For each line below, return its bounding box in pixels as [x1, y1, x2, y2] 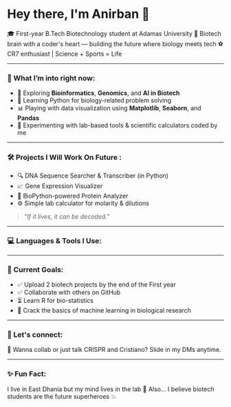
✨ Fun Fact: [7, 369, 47, 379]
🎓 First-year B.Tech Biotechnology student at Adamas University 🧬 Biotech [7, 29, 221, 37]
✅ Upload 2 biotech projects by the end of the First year [16, 280, 177, 289]
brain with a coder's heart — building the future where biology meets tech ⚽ [7, 39, 223, 48]
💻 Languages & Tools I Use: [7, 236, 102, 246]
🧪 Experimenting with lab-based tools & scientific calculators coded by [16, 121, 218, 129]
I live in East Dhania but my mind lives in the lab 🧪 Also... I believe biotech [7, 385, 214, 393]
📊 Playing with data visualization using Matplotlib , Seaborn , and [16, 104, 201, 112]
